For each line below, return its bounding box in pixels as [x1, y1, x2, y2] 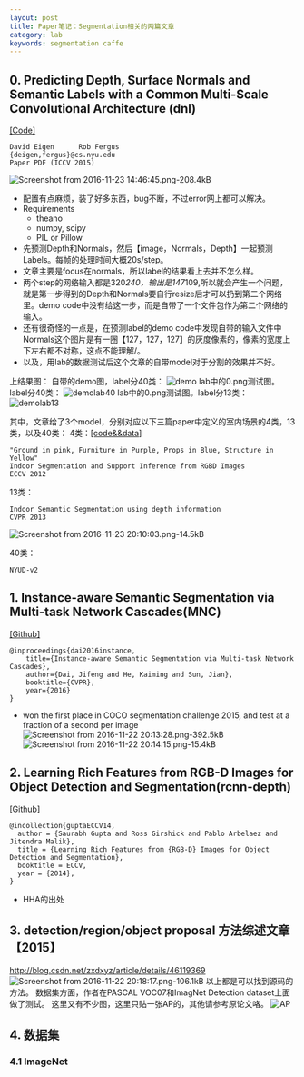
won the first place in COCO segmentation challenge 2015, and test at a [22, 710, 290, 721]
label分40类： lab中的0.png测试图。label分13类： [9, 387, 248, 398]
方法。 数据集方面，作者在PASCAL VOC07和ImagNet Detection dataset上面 [9, 987, 290, 998]
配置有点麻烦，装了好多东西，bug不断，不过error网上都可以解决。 [22, 193, 270, 204]
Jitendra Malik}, [9, 837, 75, 846]
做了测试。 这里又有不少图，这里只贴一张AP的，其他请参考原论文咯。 [9, 998, 270, 1009]
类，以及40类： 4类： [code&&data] [9, 428, 142, 439]
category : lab [9, 30, 64, 39]
